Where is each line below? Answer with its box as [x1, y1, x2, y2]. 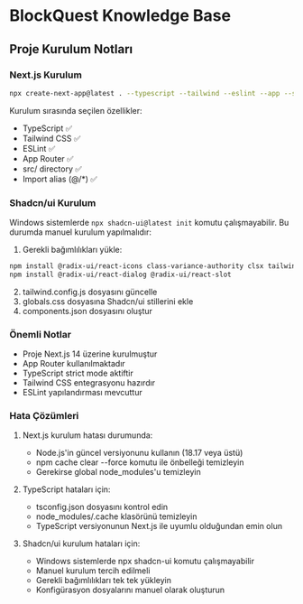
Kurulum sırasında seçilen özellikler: [9, 105, 142, 116]
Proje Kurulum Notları [9, 42, 133, 57]
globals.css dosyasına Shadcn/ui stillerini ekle [22, 295, 194, 307]
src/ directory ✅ [22, 163, 83, 174]
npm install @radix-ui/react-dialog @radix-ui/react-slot [9, 270, 232, 279]
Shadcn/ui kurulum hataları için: [22, 538, 141, 549]
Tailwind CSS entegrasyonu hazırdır [22, 377, 156, 388]
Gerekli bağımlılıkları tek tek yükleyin [35, 575, 171, 586]
